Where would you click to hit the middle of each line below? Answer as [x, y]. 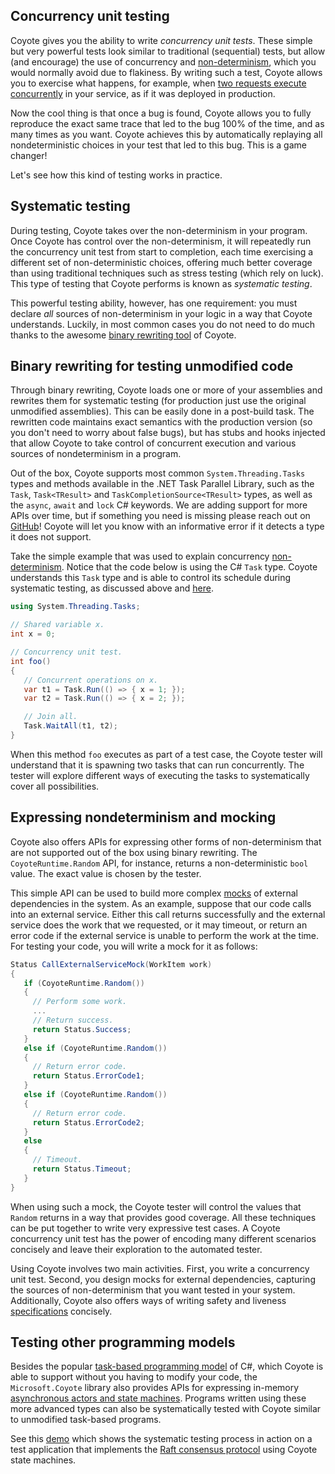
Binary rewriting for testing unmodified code [152, 366]
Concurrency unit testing [90, 16]
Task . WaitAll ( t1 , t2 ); [70, 726]
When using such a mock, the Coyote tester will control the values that [156, 1206]
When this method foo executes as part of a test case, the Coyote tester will [166, 754]
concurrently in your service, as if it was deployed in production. [143, 93]
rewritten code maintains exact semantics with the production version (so [161, 422]
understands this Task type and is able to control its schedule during [151, 578]
